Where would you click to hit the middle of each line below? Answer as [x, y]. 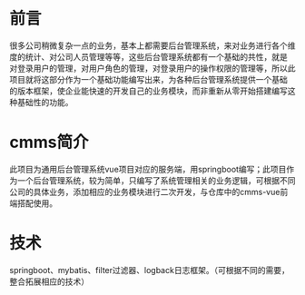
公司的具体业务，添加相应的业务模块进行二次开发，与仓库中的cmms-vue [145, 192]
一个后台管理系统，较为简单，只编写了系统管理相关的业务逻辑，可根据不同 [156, 180]
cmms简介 [49, 143]
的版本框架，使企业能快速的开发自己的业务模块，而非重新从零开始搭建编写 [148, 91]
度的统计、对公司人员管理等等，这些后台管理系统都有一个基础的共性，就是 [148, 56]
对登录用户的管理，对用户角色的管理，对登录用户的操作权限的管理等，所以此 [152, 68]
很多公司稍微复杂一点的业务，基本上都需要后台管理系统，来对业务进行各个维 [152, 45]
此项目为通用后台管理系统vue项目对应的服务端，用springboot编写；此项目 [148, 169]
